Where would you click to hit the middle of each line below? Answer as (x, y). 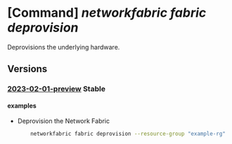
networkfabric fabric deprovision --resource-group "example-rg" (128, 134)
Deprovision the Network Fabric (64, 121)
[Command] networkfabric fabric (107, 13)
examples (22, 106)
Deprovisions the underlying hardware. (64, 47)
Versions (27, 69)
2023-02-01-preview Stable (56, 89)
